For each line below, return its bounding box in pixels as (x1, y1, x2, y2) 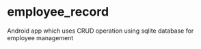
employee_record (7, 4, 109, 20)
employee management (7, 33, 74, 42)
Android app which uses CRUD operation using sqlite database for (7, 27, 194, 35)
